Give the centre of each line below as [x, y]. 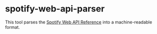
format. [13, 27]
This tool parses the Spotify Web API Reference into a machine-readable [79, 22]
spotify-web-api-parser [55, 9]
